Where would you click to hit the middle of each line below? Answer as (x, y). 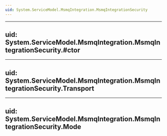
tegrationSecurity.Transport (50, 88)
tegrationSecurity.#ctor (43, 50)
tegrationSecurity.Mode (43, 127)
